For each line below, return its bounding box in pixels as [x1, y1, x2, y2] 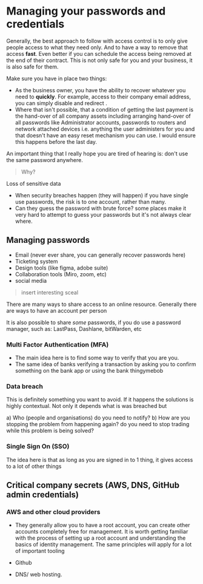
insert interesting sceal [21, 288, 79, 296]
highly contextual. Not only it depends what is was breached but [6, 402, 167, 410]
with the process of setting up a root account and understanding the [15, 534, 186, 542]
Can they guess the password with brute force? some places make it [15, 205, 187, 212]
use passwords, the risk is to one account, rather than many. [15, 198, 167, 205]
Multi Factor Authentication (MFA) [6, 340, 109, 348]
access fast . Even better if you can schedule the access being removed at [6, 50, 192, 57]
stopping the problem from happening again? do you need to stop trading [6, 421, 190, 428]
